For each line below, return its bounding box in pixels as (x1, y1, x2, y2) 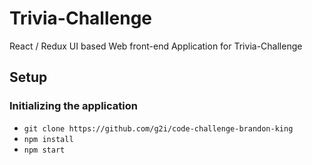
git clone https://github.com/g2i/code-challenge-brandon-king (23, 123, 294, 134)
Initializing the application (9, 99, 138, 113)
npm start (23, 145, 66, 155)
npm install (23, 134, 74, 144)
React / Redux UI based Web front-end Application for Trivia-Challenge (9, 40, 303, 52)
